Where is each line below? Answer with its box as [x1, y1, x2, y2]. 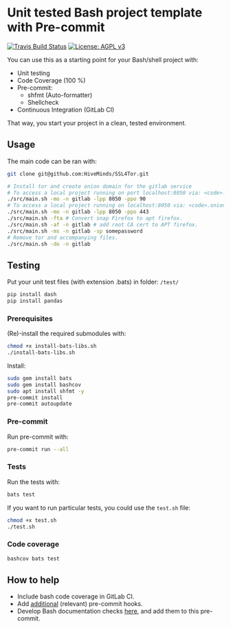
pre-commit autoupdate [7, 401, 72, 408]
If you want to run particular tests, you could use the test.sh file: [7, 503, 191, 512]
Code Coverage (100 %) [16, 76, 86, 84]
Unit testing [16, 69, 50, 77]
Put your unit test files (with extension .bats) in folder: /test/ [7, 278, 179, 286]
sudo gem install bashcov [7, 381, 81, 388]
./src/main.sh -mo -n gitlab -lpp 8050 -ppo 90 [7, 196, 146, 202]
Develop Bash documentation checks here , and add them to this [16, 607, 199, 616]
